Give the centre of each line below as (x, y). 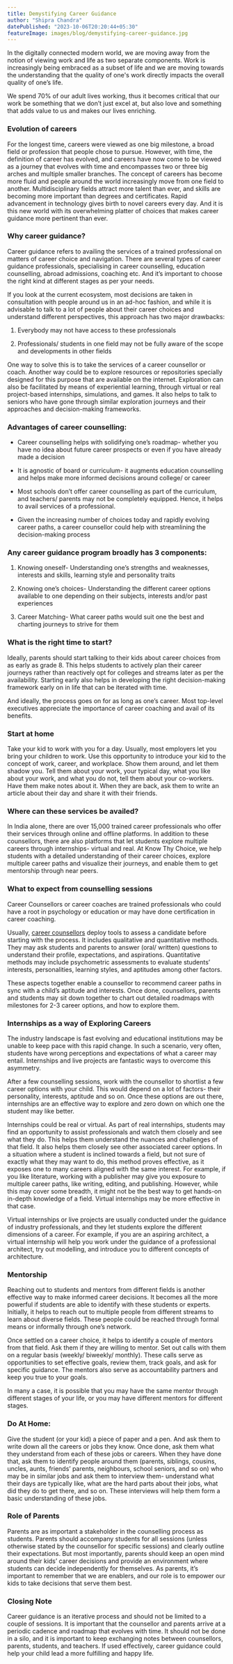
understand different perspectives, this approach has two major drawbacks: (116, 316)
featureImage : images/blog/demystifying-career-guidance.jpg (98, 33)
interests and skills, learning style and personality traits (96, 575)
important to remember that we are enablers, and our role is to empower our (116, 1576)
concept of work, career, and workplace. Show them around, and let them (113, 764)
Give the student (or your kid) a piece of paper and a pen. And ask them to (114, 1439)
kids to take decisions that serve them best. (70, 1583)
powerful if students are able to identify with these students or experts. (109, 1304)
